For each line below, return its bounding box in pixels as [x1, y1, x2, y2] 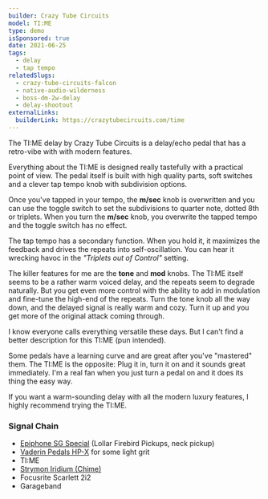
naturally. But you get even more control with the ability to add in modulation [8, 286, 261, 295]
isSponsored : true [8, 34, 70, 43]
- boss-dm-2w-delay [15, 94, 81, 102]
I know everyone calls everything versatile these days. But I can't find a [8, 327, 244, 336]
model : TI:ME [8, 19, 52, 27]
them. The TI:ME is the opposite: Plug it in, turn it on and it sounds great [8, 359, 246, 369]
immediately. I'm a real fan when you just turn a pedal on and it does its [8, 367, 244, 377]
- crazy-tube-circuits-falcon [15, 79, 116, 87]
